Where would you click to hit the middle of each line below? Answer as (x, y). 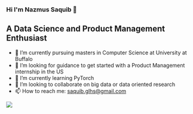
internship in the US (39, 72)
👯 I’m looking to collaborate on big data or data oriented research (95, 84)
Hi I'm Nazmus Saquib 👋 (42, 10)
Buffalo (24, 58)
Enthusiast (27, 38)
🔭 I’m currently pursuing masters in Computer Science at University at (101, 53)
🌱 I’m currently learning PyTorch (54, 78)
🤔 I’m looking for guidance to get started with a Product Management (100, 65)
